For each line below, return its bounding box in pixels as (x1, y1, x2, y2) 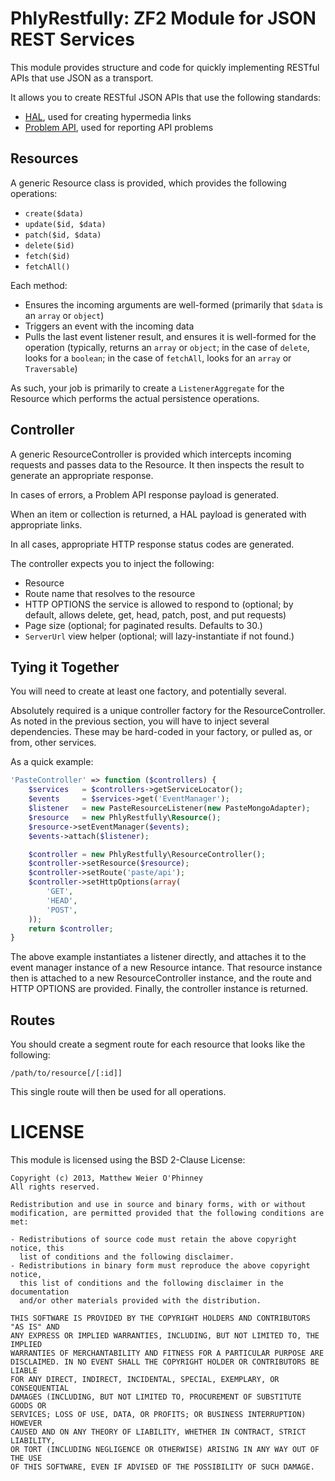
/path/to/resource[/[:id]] (10, 1068, 123, 1079)
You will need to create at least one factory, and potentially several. (10, 685, 287, 697)
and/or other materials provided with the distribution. (19, 1296, 262, 1306)
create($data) (24, 208, 84, 219)
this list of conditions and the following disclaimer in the (19, 1278, 284, 1288)
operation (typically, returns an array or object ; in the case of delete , (24, 341, 310, 353)
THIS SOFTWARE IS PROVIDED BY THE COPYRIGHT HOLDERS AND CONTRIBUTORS (10, 1313, 311, 1323)
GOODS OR (10, 1401, 47, 1411)
